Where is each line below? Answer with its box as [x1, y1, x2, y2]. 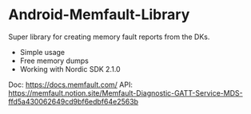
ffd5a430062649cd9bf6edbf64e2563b [8, 96, 138, 106]
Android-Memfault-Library [8, 6, 190, 24]
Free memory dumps [19, 56, 90, 65]
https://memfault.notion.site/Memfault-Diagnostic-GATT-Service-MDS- [8, 88, 243, 97]
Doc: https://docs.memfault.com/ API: [8, 80, 133, 89]
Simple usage [19, 47, 66, 57]
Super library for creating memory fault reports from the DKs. [8, 32, 210, 41]
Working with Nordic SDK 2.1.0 [19, 64, 122, 73]
